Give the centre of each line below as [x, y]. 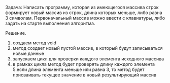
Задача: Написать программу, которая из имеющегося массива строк [82, 7]
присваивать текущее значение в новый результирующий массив [84, 75]
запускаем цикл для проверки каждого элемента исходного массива [88, 59]
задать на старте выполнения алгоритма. [50, 23]
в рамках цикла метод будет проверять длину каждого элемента [84, 64]
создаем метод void [35, 43]
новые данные [28, 53]
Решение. [16, 33]
